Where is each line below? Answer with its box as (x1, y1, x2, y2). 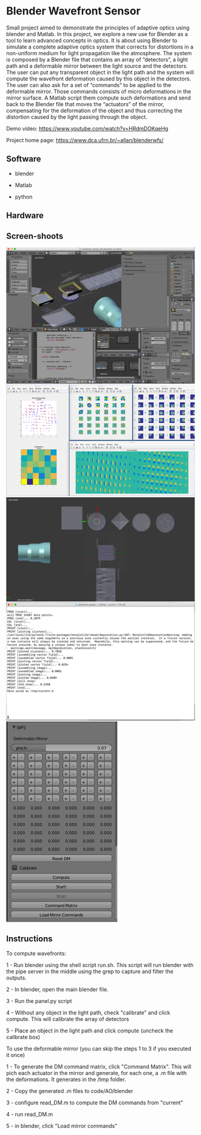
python (14, 193, 33, 200)
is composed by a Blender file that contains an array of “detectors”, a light (6, 56, 188, 63)
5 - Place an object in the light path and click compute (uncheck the (6, 1027, 173, 1034)
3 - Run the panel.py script (6, 997, 72, 1004)
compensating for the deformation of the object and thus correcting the (6, 107, 182, 114)
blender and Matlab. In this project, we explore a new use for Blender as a (6, 30, 188, 37)
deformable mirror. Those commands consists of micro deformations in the (6, 88, 191, 95)
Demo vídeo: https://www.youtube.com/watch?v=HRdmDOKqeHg (6, 125, 169, 132)
